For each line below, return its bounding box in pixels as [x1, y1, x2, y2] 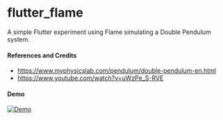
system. [7, 35, 30, 43]
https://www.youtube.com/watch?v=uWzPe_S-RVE [17, 74, 164, 83]
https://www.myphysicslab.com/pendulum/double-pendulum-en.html [17, 67, 217, 75]
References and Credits [7, 51, 77, 60]
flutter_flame [7, 5, 83, 21]
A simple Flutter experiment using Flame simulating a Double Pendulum [7, 28, 212, 36]
